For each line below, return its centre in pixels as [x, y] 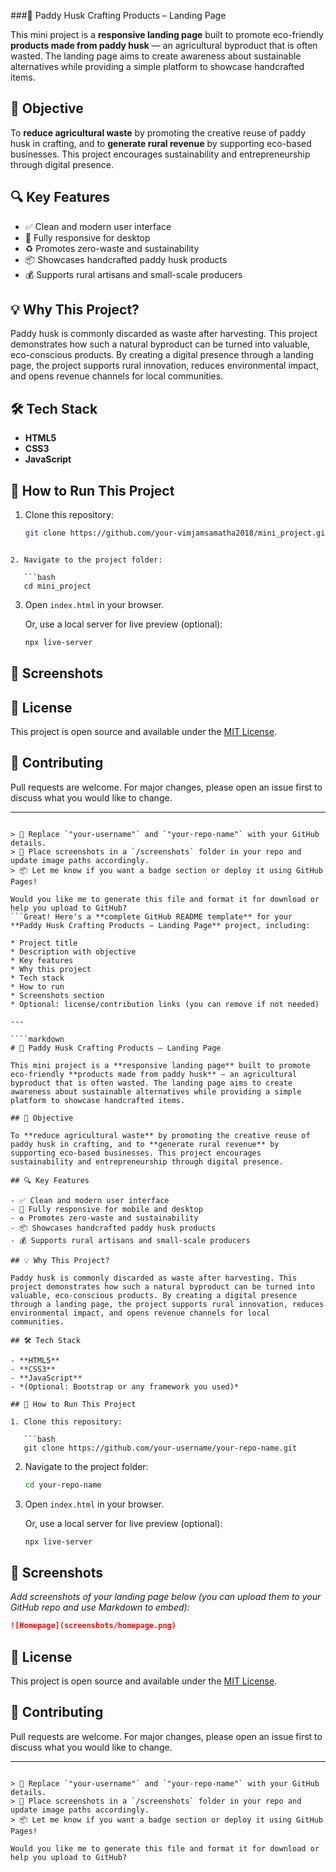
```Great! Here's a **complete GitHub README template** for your [151, 916]
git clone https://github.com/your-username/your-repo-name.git [160, 1448]
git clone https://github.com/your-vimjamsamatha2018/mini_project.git [177, 533]
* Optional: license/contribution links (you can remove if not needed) [165, 1004]
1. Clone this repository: [66, 1421]
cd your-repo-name [63, 1485]
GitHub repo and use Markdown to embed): [100, 1607]
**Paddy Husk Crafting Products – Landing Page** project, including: [160, 925]
